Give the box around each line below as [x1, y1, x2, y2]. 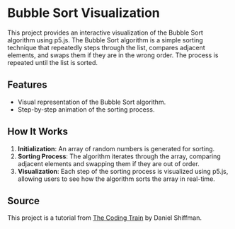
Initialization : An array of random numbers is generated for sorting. [17, 144, 215, 153]
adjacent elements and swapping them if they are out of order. [17, 159, 200, 168]
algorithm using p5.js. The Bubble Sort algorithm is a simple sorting [7, 35, 203, 44]
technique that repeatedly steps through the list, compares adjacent [7, 43, 205, 52]
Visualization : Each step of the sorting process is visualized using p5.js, [17, 167, 229, 175]
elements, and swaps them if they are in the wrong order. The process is [7, 51, 219, 59]
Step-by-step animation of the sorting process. [17, 105, 155, 114]
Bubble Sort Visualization [7, 5, 161, 21]
